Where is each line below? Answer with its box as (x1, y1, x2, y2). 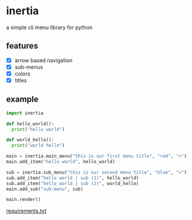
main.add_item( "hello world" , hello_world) (6, 159, 116, 165)
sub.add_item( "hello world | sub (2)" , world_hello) (6, 180, 139, 186)
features (6, 41, 39, 51)
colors (14, 70, 31, 77)
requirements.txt (6, 208, 47, 215)
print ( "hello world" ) (11, 126, 65, 132)
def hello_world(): (6, 120, 55, 127)
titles (14, 76, 27, 84)
